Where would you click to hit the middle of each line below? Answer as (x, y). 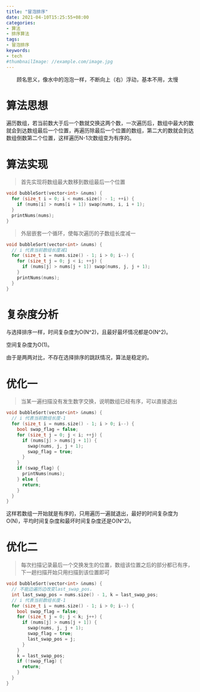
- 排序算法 (18, 34)
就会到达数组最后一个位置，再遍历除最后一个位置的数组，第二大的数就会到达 (100, 131)
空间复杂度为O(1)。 (29, 345)
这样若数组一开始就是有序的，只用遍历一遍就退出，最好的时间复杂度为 (92, 514)
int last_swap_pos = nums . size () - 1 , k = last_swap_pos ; (85, 595)
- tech (14, 56)
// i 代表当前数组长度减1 (40, 250)
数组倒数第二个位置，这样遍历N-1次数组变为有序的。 (71, 138)
